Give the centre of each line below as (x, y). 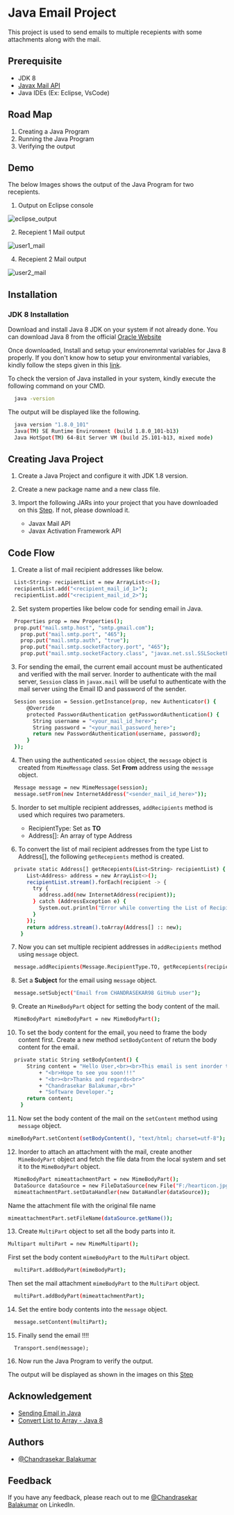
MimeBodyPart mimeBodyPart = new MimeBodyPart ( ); (87, 1019)
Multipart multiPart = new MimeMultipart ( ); (73, 1244)
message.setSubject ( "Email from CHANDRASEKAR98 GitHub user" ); (107, 993)
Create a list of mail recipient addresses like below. (91, 570)
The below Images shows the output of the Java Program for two (101, 185)
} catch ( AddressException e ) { (80, 902)
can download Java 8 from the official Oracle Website (85, 337)
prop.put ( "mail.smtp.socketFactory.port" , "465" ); (95, 647)
